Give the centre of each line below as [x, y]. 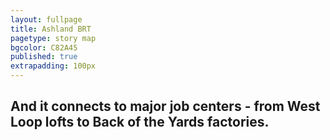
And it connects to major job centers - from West [165, 106]
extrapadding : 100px [53, 66]
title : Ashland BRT [51, 29]
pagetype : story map [53, 38]
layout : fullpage [46, 19]
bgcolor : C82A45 [44, 47]
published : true [44, 57]
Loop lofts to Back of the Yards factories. [140, 122]
